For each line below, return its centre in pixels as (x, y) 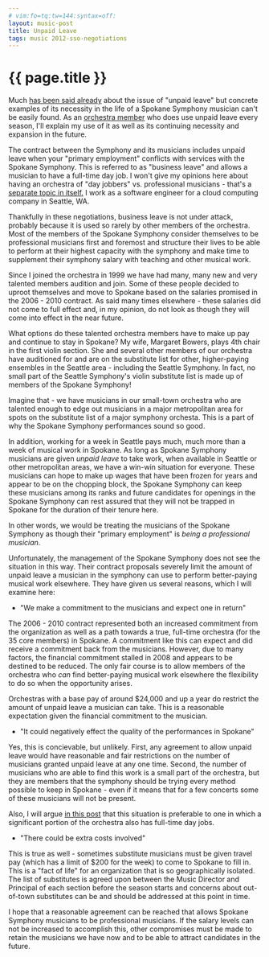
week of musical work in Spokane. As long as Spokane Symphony (118, 450)
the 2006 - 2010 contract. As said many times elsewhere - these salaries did (134, 301)
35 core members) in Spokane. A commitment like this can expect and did (130, 641)
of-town (21, 897)
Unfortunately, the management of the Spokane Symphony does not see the (134, 558)
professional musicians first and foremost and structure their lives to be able (134, 243)
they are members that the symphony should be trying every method (122, 782)
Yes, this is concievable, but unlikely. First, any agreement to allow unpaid (130, 747)
